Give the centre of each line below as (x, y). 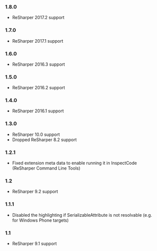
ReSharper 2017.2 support (38, 18)
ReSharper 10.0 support (36, 134)
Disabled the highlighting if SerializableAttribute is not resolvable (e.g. (82, 215)
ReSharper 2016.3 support (39, 64)
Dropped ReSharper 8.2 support (44, 139)
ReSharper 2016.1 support (38, 111)
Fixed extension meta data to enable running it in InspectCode (75, 163)
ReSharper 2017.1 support (38, 41)
